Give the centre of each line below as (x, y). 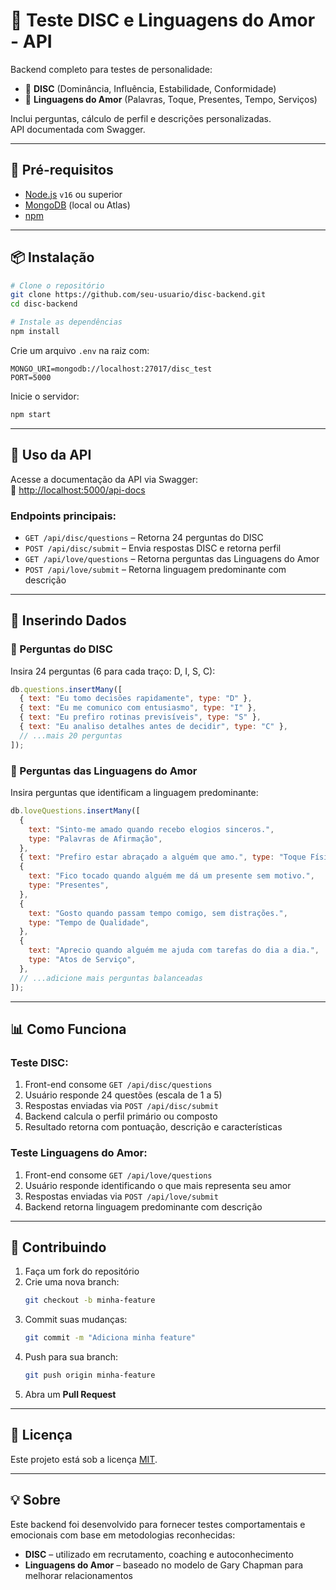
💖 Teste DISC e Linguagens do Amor (163, 20)
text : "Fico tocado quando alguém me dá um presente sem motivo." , (171, 876)
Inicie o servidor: (45, 396)
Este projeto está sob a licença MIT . (84, 1459)
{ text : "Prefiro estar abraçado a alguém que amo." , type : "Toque (163, 857)
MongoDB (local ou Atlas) (77, 205)
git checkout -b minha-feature (90, 1300)
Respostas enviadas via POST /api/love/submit (121, 1196)
